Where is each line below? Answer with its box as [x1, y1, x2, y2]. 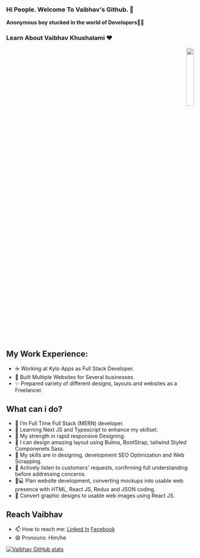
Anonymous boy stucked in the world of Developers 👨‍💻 [6, 19, 145, 26]
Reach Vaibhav [6, 509, 63, 519]
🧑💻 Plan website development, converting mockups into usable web [14, 477, 183, 485]
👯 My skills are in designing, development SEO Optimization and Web [14, 451, 185, 458]
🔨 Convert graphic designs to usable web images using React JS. [14, 492, 176, 500]
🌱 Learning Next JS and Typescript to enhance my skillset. [14, 426, 159, 433]
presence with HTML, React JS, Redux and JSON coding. [14, 486, 156, 493]
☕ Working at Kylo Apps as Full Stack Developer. [14, 365, 135, 372]
